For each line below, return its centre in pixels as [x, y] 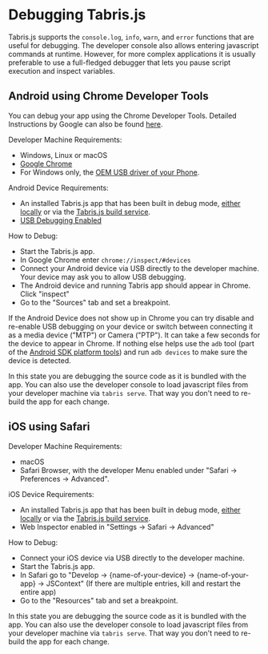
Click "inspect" [44, 293]
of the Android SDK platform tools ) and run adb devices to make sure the [128, 352]
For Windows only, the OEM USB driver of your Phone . [110, 172]
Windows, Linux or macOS [64, 155]
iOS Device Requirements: [51, 494]
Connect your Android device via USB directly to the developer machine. [140, 268]
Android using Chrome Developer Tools [109, 97]
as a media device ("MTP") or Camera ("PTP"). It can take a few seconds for [134, 335]
